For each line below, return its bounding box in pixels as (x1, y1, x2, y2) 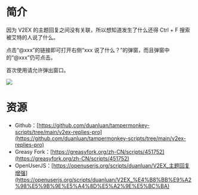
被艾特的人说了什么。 (6, 33, 58, 41)
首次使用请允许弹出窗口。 (6, 66, 69, 73)
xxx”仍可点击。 (18, 54, 56, 61)
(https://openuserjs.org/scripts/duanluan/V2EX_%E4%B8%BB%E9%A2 (14, 176, 192, 183)
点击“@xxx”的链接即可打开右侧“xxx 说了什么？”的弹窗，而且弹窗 (6, 46, 165, 54)
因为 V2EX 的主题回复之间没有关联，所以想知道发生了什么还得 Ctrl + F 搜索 (6, 26, 190, 33)
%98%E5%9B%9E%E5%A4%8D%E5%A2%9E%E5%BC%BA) (14, 182, 170, 190)
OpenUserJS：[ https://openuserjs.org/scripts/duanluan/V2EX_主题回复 (14, 162, 190, 169)
